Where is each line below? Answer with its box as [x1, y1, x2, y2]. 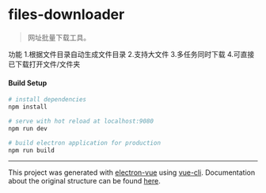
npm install [8, 103, 47, 112]
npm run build [8, 146, 55, 154]
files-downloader [8, 6, 125, 24]
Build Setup [8, 78, 47, 88]
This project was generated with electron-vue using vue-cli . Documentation [8, 168, 256, 177]
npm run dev [8, 124, 47, 132]
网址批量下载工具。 [27, 32, 91, 42]
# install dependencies [8, 96, 87, 104]
